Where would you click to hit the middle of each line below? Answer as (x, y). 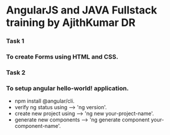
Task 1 (15, 41)
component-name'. (38, 126)
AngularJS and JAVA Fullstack (82, 10)
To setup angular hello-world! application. (68, 88)
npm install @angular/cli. (44, 101)
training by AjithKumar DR (71, 23)
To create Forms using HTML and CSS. (62, 57)
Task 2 (16, 72)
